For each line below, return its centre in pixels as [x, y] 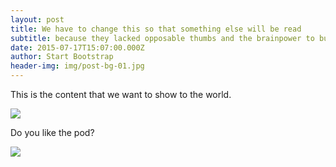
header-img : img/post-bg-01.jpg [77, 66]
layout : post [37, 19]
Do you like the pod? [52, 132]
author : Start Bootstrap [62, 57]
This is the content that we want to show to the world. [121, 94]
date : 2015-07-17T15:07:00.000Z [77, 47]
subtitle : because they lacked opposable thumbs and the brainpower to [162, 38]
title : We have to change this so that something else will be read [156, 29]
